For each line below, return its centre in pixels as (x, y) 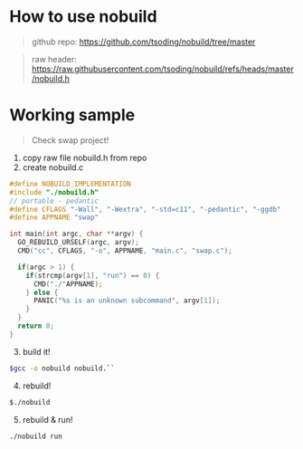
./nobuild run (36, 436)
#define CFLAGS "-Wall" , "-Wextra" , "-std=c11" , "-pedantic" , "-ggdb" (145, 209)
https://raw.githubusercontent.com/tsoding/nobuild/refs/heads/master (162, 69)
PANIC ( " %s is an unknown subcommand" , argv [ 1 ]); (127, 301)
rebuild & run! (47, 419)
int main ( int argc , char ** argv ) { (76, 234)
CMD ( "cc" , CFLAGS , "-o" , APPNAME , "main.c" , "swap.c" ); (125, 251)
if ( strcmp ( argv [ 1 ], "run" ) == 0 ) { (93, 275)
